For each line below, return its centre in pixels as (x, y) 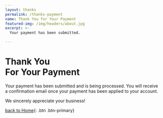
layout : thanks (21, 10)
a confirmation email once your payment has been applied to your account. (81, 91)
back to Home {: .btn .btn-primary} (40, 110)
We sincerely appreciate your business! (45, 101)
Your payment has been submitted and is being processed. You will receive (81, 86)
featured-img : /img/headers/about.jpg (45, 24)
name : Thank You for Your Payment (41, 19)
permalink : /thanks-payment (34, 14)
